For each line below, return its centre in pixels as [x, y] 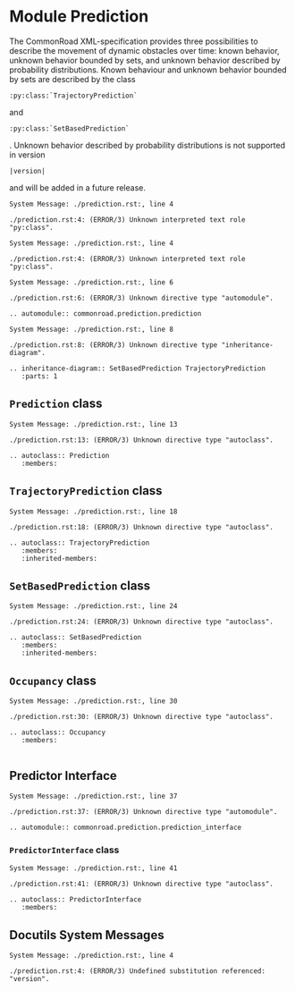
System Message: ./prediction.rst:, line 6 [92, 282]
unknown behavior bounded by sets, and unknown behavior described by [145, 60]
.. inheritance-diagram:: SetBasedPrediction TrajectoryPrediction [138, 368]
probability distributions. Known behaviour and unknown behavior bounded [148, 70]
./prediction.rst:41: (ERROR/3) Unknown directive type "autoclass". [142, 884]
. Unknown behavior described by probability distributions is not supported [147, 145]
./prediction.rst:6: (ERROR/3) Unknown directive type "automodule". [142, 298]
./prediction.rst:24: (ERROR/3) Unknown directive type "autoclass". [142, 622]
